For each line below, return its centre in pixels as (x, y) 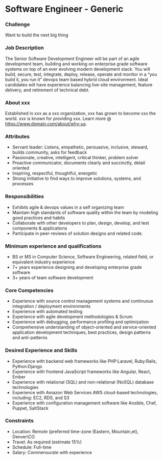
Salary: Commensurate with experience (52, 452)
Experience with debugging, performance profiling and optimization (81, 322)
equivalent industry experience (43, 262)
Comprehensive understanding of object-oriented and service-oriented (84, 327)
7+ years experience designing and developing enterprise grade (77, 267)
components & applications (40, 228)
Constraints (20, 421)
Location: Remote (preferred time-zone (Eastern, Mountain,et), (75, 431)
